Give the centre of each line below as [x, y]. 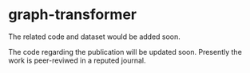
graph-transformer [73, 15]
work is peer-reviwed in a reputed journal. [77, 60]
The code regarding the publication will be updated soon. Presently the [125, 52]
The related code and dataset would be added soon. [95, 36]
